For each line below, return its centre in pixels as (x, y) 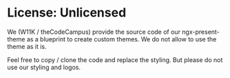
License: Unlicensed (67, 13)
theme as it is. (27, 46)
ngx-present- (201, 32)
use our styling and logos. (44, 67)
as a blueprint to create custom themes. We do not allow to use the (122, 39)
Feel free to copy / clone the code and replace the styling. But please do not (115, 59)
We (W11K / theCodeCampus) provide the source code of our (94, 32)
